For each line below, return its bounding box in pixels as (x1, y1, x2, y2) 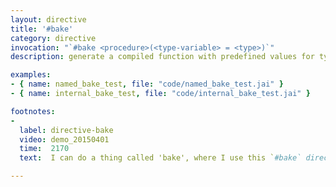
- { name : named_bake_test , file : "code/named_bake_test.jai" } (10, 79, 284, 90)
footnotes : (10, 106, 56, 116)
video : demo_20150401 (19, 134, 110, 145)
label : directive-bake (19, 125, 114, 135)
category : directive (10, 33, 97, 43)
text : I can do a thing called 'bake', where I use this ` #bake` (19, 153, 302, 163)
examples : (10, 70, 52, 80)
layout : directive (10, 14, 87, 25)
